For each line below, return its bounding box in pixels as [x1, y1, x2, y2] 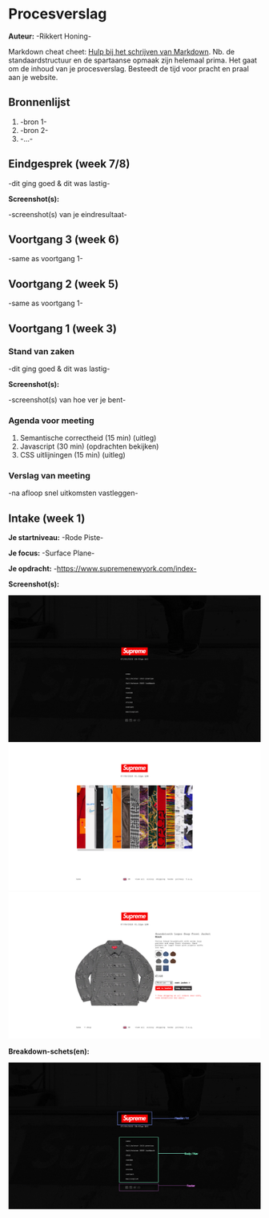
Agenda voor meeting [8, 414, 94, 425]
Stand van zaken [8, 345, 74, 357]
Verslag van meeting [8, 470, 90, 482]
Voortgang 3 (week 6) [8, 232, 120, 246]
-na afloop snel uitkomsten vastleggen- [8, 488, 139, 498]
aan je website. [8, 72, 58, 82]
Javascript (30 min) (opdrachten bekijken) [19, 442, 159, 451]
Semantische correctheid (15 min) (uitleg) [19, 434, 157, 443]
